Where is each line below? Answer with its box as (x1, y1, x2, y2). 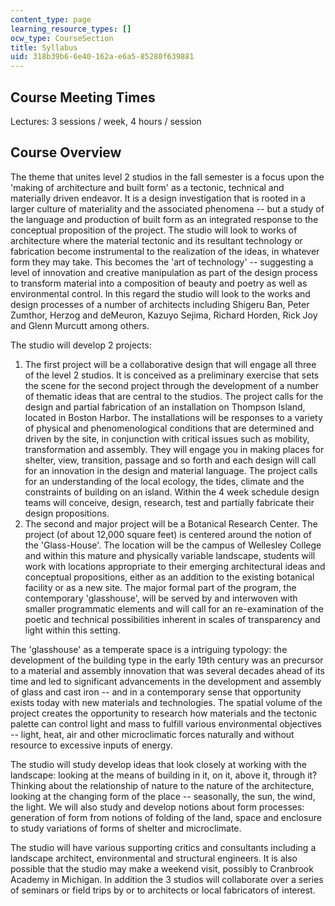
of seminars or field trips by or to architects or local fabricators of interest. (10, 884, 316, 896)
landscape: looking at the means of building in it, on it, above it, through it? (10, 769, 318, 781)
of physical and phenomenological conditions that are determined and (24, 422, 315, 434)
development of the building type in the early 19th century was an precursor (10, 654, 324, 666)
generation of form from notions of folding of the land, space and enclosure (10, 811, 322, 823)
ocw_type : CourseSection (10, 33, 114, 43)
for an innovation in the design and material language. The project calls (24, 464, 318, 476)
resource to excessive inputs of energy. (10, 739, 173, 751)
